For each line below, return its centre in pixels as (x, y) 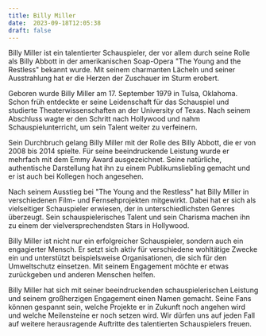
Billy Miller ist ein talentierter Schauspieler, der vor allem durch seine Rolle (129, 53)
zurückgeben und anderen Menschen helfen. (82, 275)
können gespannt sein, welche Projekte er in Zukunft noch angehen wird (127, 307)
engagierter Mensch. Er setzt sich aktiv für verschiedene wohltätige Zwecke (133, 249)
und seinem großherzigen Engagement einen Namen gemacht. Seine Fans (130, 299)
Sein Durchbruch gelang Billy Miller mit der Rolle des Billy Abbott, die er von (132, 143)
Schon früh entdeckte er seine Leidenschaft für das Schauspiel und (119, 102)
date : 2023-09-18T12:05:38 (55, 23)
